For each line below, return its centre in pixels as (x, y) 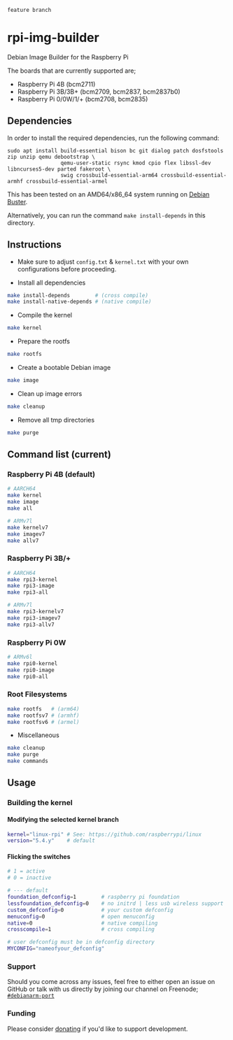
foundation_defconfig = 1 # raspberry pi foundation (93, 897)
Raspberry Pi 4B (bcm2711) (56, 84)
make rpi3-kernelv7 (36, 612)
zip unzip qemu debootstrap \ (51, 157)
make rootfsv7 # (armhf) (43, 715)
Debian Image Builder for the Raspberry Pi (68, 57)
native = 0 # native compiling (83, 923)
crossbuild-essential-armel (67, 181)
